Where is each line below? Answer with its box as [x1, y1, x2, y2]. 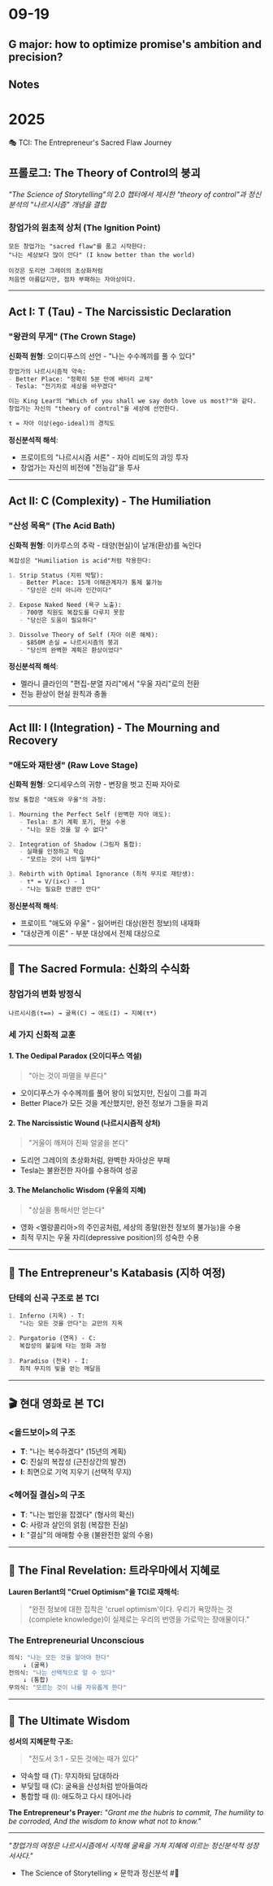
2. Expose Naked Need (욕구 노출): [8, 601, 122, 609]
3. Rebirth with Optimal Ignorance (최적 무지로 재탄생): [8, 870, 195, 879]
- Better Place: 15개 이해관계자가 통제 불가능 [19, 578, 163, 587]
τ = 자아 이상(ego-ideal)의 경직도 [8, 420, 115, 428]
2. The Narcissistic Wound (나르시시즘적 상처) [8, 1118, 161, 1128]
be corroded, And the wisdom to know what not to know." [8, 1816, 201, 1827]
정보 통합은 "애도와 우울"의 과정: [8, 796, 107, 804]
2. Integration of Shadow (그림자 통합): [8, 840, 142, 849]
